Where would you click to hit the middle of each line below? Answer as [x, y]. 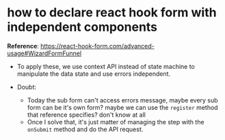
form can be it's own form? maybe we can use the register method [122, 107]
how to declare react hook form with [112, 13]
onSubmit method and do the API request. [85, 129]
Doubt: [26, 87]
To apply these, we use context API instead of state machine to [106, 66]
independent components [82, 27]
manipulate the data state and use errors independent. [94, 74]
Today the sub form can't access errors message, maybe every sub [122, 100]
